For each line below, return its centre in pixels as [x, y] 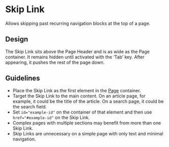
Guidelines [23, 78]
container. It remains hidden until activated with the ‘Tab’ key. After [75, 57]
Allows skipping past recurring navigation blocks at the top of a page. [78, 23]
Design [17, 39]
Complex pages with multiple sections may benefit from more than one [87, 123]
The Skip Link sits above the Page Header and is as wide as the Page [77, 51]
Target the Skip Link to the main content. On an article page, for [79, 96]
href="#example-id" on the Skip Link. [51, 117]
